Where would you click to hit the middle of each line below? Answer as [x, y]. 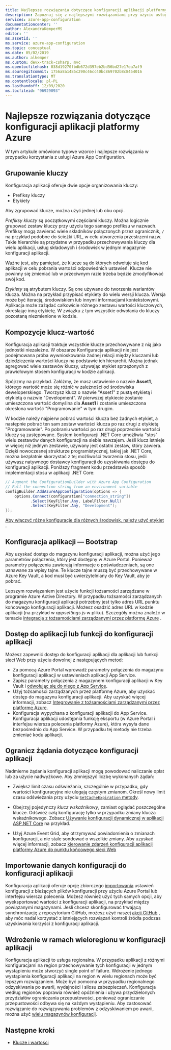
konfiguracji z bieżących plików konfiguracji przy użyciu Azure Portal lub [81, 891]
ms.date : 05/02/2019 [27, 53]
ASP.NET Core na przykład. [41, 823]
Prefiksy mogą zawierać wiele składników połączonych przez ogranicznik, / [85, 231]
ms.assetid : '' [21, 39]
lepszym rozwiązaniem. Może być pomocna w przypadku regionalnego [80, 982]
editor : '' [17, 34]
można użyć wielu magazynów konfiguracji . [51, 1014]
